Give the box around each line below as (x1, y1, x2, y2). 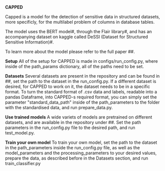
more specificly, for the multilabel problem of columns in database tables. (5, 19, 155, 25)
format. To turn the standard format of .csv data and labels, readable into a (5, 89, 157, 94)
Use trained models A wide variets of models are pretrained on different (5, 114, 152, 120)
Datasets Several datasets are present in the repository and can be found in (5, 73, 160, 79)
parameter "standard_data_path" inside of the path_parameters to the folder (5, 99, 160, 105)
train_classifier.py (5, 161, 41, 166)
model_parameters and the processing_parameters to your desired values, (5, 150, 157, 156)
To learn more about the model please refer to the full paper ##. (5, 49, 135, 54)
